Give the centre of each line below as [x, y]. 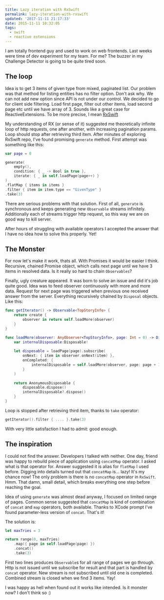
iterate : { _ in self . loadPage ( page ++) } [56, 176]
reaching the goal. [23, 487]
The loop [19, 77]
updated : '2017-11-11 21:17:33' [38, 19]
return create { [31, 315]
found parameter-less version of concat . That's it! [55, 512]
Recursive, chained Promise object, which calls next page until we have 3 [79, 266]
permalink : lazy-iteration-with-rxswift [47, 14]
